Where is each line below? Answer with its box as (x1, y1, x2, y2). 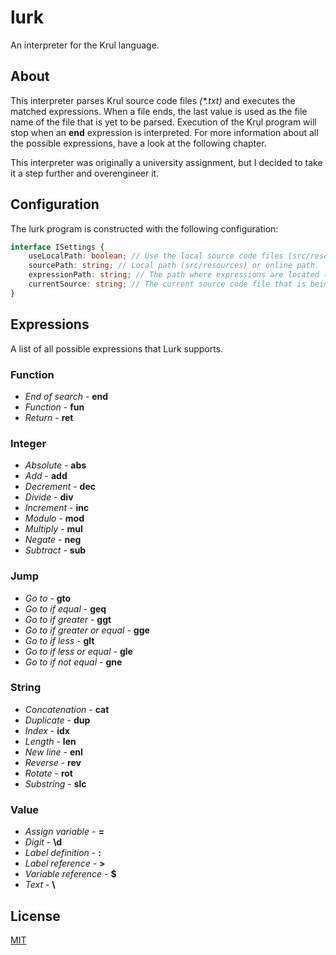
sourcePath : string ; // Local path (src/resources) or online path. (28, 261, 320, 271)
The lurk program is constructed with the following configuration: (10, 222, 279, 235)
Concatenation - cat (24, 703, 110, 715)
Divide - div (24, 491, 74, 503)
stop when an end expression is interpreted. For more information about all (10, 126, 319, 138)
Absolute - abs (24, 459, 87, 471)
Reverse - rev (24, 756, 82, 768)
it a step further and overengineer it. (10, 167, 160, 179)
